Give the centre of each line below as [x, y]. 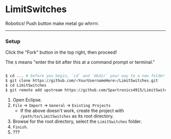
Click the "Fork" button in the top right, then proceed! [61, 52]
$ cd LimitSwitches [26, 85]
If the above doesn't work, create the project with [72, 111]
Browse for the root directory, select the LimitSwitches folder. [77, 121]
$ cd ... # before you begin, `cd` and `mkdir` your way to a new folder [85, 76]
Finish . [20, 127]
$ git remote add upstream [34, 90]
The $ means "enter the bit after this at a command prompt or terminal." [80, 62]
